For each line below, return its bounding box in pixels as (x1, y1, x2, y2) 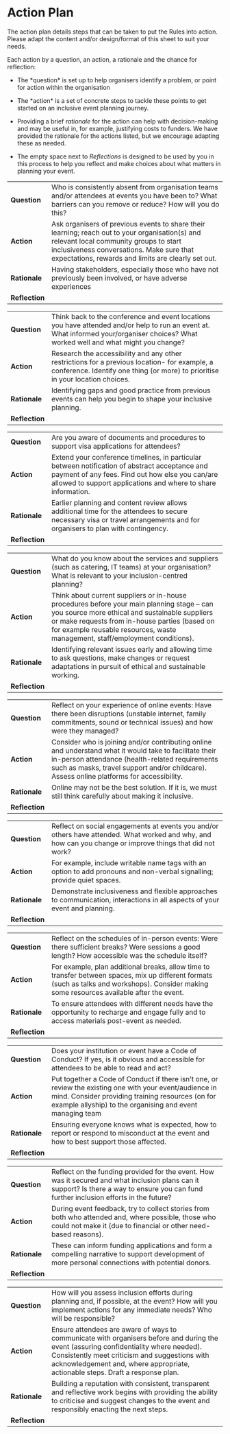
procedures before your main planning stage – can (51, 599, 214, 609)
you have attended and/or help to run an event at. (51, 320, 210, 330)
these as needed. (16, 139, 66, 147)
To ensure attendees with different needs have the (51, 998, 214, 1008)
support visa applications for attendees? (51, 441, 181, 451)
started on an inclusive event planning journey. (16, 104, 149, 112)
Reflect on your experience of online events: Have (51, 700, 212, 709)
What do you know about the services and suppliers (51, 554, 219, 563)
